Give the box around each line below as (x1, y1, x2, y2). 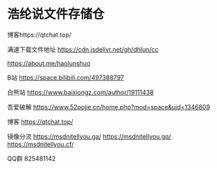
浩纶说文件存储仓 (7, 6, 105, 22)
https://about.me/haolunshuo (7, 59, 91, 67)
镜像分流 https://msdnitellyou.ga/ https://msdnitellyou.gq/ (7, 132, 171, 141)
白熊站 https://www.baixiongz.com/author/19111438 (7, 88, 154, 96)
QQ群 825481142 (7, 154, 56, 163)
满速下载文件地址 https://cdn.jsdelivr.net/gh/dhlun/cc (7, 45, 159, 53)
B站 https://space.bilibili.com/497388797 (7, 73, 125, 82)
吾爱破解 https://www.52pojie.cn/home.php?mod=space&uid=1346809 (7, 103, 210, 111)
